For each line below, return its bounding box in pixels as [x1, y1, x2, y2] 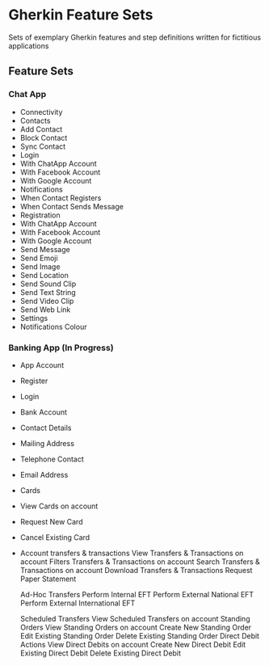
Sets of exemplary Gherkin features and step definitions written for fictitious [8, 32, 261, 42]
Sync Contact [19, 141, 66, 151]
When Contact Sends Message [19, 201, 124, 211]
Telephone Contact [19, 454, 85, 464]
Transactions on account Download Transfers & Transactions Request [19, 565, 253, 575]
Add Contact [19, 124, 63, 134]
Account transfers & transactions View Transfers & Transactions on [19, 548, 244, 558]
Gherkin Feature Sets [8, 6, 153, 24]
